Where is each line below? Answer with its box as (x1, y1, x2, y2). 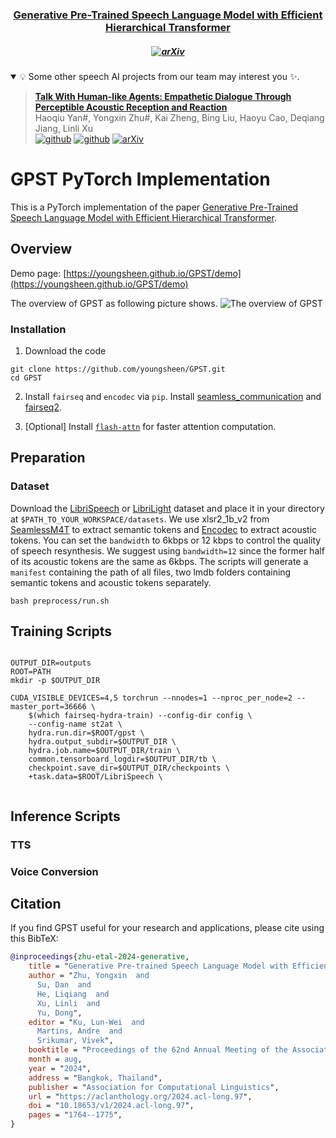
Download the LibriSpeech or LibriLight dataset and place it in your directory (10, 502, 325, 514)
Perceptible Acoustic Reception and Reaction (34, 101, 228, 113)
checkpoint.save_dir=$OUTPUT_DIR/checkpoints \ (28, 763, 230, 773)
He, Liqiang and (36, 989, 110, 999)
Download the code (24, 344, 107, 357)
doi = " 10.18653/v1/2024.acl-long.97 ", (28, 1101, 195, 1111)
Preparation (10, 449, 86, 467)
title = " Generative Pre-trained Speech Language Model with (28, 961, 288, 972)
